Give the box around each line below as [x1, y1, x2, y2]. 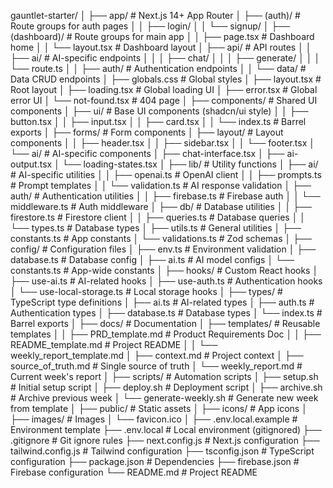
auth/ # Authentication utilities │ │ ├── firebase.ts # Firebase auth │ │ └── [10, 190, 321, 202]
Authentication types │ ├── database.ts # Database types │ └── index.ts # [10, 307, 323, 319]
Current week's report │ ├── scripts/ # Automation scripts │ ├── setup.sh [10, 371, 319, 382]
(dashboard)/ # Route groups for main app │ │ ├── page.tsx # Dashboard [10, 31, 315, 42]
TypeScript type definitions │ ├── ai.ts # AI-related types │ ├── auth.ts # [10, 296, 315, 308]
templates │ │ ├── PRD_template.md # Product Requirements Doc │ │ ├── [10, 328, 322, 340]
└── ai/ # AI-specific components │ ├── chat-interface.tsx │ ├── [10, 148, 285, 159]
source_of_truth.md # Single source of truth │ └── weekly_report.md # [10, 360, 303, 372]
